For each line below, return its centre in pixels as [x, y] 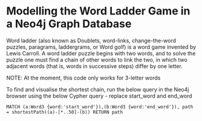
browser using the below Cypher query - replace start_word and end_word [99, 96]
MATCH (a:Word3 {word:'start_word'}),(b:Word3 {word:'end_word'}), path [100, 107]
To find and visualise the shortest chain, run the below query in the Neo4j [98, 89]
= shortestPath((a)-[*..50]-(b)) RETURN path [64, 112]
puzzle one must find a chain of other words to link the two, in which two [97, 60]
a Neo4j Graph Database [69, 24]
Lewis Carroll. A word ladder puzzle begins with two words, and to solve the [101, 53]
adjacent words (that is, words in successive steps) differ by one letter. [94, 66]
